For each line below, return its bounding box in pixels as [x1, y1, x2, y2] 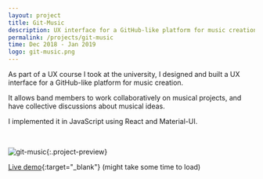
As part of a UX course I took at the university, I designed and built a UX [8, 70, 240, 79]
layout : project [8, 11, 61, 20]
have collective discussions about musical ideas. [8, 101, 166, 111]
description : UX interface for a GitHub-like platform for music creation [8, 26, 258, 34]
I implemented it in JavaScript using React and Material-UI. [8, 117, 198, 126]
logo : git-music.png [8, 48, 76, 56]
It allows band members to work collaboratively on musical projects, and [8, 93, 242, 102]
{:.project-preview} [46, 147, 108, 156]
